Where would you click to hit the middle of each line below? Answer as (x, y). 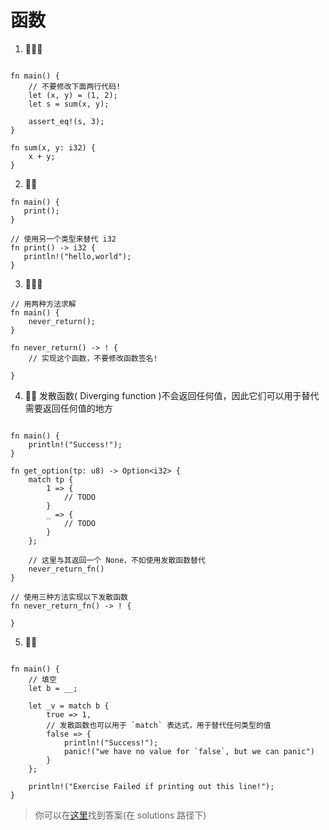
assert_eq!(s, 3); (66, 121)
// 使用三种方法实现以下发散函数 (69, 597)
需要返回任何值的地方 (68, 408)
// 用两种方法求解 (43, 304)
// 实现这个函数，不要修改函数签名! (93, 358)
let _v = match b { (69, 706)
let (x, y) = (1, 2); (73, 95)
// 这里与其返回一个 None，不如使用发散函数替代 (117, 560)
